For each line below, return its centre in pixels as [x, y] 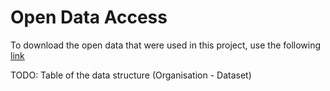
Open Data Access [89, 17]
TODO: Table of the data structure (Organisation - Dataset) [131, 75]
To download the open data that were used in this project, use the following [166, 45]
